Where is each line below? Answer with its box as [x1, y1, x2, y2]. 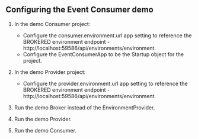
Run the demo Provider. [14, 115, 72, 122]
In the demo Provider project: [14, 68, 86, 76]
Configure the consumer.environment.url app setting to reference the [23, 32, 192, 39]
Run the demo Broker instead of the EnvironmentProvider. [14, 104, 155, 111]
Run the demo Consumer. [14, 127, 76, 134]
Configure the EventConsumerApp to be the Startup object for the [23, 50, 184, 58]
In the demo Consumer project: [14, 20, 91, 27]
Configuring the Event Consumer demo [5, 5, 154, 15]
